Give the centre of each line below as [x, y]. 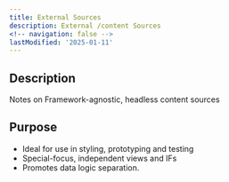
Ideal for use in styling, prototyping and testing [108, 148]
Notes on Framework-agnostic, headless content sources [114, 99]
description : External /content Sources [86, 26]
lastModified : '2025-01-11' [61, 42]
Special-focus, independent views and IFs [99, 158]
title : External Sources [55, 17]
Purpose [33, 127]
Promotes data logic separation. [81, 167]
